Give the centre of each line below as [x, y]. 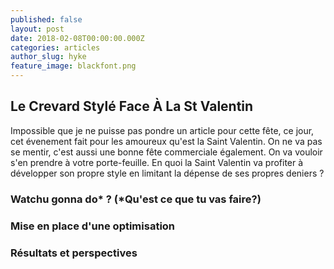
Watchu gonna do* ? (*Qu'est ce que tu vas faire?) [136, 199]
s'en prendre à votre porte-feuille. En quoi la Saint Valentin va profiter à [157, 162]
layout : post [37, 29]
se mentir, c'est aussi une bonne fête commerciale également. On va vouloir [166, 152]
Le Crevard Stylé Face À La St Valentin [132, 106]
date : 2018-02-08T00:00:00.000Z [77, 38]
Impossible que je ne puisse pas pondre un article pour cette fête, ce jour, [162, 130]
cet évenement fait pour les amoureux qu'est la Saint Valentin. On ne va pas [166, 141]
